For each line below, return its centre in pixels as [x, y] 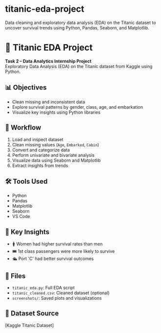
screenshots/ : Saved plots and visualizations [57, 298]
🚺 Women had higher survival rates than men [57, 244]
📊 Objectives [26, 87]
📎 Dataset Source [32, 314]
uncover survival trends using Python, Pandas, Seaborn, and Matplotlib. [77, 27]
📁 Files [15, 276]
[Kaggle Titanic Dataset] [30, 325]
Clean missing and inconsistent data [49, 102]
